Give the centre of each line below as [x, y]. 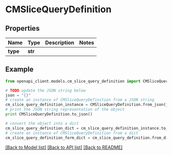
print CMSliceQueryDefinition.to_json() [49, 114]
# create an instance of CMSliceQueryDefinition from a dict [72, 133]
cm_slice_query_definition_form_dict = [48, 138]
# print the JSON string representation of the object [65, 109]
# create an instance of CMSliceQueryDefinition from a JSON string [80, 100]
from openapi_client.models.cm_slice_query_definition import [73, 81]
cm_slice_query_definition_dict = [42, 128]
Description [60, 43]
